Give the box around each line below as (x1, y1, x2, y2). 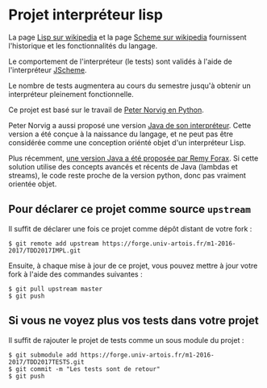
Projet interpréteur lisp (8, 6, 164, 24)
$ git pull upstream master (8, 285, 103, 293)
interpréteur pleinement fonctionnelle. (8, 89, 135, 98)
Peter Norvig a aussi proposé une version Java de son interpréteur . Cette (8, 120, 252, 130)
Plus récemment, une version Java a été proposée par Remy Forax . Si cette (8, 153, 259, 163)
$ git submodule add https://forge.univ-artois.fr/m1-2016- (8, 351, 215, 359)
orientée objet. (8, 179, 57, 189)
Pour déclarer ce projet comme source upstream (8, 202, 252, 216)
